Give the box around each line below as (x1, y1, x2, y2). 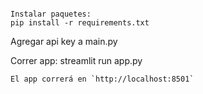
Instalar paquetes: (10, 9, 92, 19)
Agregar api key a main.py (10, 36, 118, 47)
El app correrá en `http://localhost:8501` (10, 74, 195, 84)
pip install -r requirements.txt (10, 18, 150, 28)
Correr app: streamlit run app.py (10, 55, 143, 66)
